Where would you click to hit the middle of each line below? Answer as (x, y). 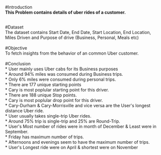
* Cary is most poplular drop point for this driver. (54, 100)
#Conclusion (18, 64)
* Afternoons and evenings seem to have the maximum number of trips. (78, 142)
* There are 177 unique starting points (43, 85)
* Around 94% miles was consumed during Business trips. (64, 74)
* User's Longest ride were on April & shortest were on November (72, 147)
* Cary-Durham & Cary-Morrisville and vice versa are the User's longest (78, 106)
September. (17, 132)
